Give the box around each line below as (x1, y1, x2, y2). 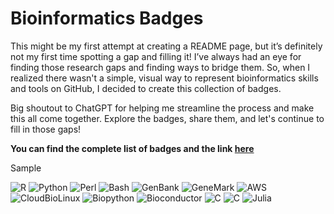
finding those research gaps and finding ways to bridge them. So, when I (10, 61, 311, 73)
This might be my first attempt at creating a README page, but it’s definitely (10, 40, 323, 52)
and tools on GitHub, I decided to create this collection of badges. (10, 82, 282, 94)
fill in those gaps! (10, 123, 82, 135)
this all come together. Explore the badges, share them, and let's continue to (10, 112, 325, 124)
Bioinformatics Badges (10, 7, 204, 30)
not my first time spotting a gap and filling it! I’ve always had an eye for (10, 50, 302, 62)
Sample (10, 162, 42, 174)
